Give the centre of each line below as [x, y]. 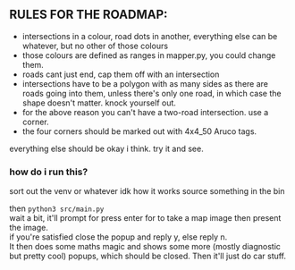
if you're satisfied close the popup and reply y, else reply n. [118, 237]
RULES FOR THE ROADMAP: [88, 15]
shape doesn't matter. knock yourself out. [99, 103]
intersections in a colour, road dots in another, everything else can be [150, 36]
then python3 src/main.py [57, 208]
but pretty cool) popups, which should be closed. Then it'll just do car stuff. [148, 256]
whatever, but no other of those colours [95, 46]
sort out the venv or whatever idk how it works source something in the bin [147, 191]
